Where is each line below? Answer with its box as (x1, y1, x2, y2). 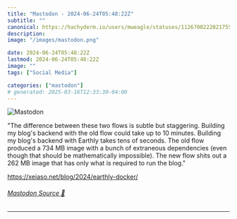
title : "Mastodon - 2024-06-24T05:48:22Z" (7, 10, 134, 18)
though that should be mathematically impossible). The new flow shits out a (7, 151, 227, 160)
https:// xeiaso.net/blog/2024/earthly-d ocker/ (7, 172, 138, 181)
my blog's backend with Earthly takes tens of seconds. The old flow (7, 136, 205, 145)
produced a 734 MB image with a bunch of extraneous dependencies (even (7, 144, 227, 153)
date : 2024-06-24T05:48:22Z (7, 49, 90, 57)
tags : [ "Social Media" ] (7, 69, 78, 76)
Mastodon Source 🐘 (7, 189, 66, 197)
